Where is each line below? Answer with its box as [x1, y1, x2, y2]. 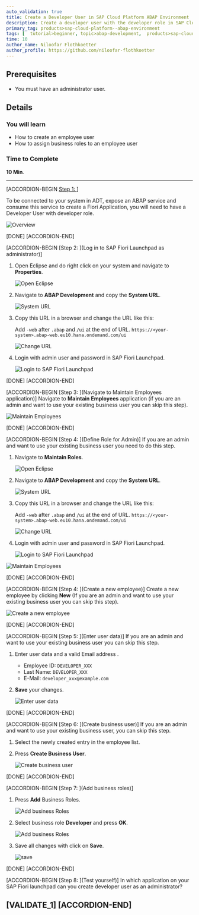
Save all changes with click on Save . [14, 842, 104, 849]
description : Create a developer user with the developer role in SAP [6, 20, 184, 26]
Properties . [14, 268, 43, 275]
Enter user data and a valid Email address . [14, 650, 119, 657]
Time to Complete [6, 155, 59, 163]
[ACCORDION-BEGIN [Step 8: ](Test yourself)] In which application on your [6, 876, 190, 884]
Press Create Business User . [14, 750, 86, 757]
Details [6, 102, 33, 112]
